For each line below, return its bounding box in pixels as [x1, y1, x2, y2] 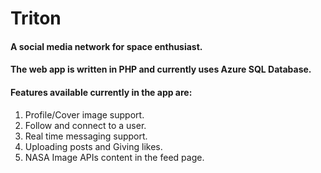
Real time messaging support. [24, 130, 148, 142]
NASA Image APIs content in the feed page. [24, 151, 205, 163]
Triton [10, 7, 62, 30]
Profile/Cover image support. [24, 108, 145, 121]
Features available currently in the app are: [10, 86, 193, 98]
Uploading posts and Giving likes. [24, 140, 163, 152]
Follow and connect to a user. [24, 119, 147, 131]
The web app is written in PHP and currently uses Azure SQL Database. [10, 63, 312, 76]
